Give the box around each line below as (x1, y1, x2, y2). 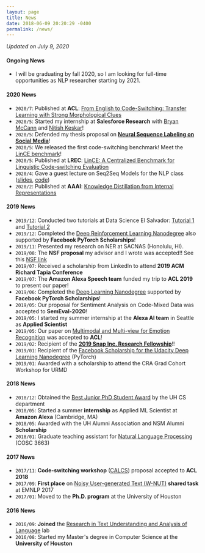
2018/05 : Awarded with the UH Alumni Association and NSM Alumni (15, 420, 184, 427)
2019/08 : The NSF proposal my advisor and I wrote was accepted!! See (15, 249, 194, 256)
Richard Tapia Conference (15, 269, 84, 276)
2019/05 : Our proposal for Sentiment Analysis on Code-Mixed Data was (15, 301, 194, 308)
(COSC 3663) (15, 439, 50, 447)
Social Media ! (15, 137, 51, 144)
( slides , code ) (15, 176, 50, 184)
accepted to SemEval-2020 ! (15, 307, 88, 315)
